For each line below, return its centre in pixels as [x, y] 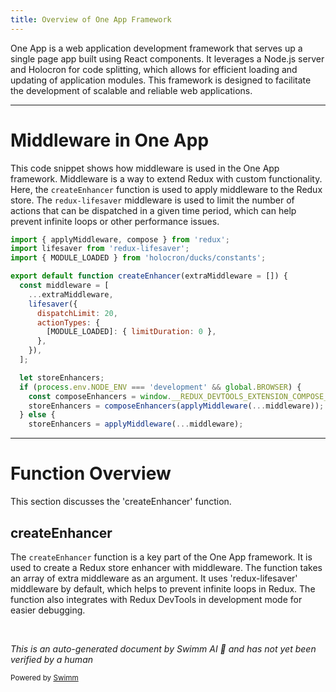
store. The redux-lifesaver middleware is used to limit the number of [152, 200]
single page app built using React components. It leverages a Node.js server [167, 58]
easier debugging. [48, 610]
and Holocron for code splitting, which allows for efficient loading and [154, 69]
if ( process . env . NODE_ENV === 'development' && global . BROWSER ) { [160, 387]
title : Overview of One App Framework [91, 19]
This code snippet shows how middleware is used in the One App [145, 168]
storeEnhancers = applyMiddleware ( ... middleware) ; [136, 424]
